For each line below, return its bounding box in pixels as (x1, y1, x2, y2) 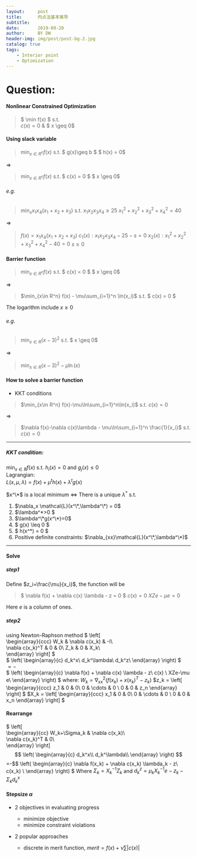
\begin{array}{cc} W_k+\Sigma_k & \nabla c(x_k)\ (6, 729, 125, 736)
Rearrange (6, 710, 32, 717)
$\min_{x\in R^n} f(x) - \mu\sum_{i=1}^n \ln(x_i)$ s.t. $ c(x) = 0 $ (20, 293, 176, 300)
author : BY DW (6, 31, 51, 36)
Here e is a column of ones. (6, 603, 73, 611)
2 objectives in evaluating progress (14, 804, 100, 811)
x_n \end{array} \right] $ (6, 697, 66, 704)
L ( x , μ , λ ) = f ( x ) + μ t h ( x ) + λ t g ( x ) (6, 478, 83, 485)
